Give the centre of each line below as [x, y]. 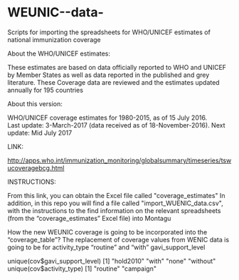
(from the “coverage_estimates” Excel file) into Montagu [89, 218]
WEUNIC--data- [56, 12]
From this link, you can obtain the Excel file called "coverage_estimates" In [116, 195]
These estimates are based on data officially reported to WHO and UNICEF [117, 67]
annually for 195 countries [46, 90]
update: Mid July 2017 [40, 133]
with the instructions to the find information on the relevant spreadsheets [114, 210]
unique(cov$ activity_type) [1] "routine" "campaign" [82, 269]
